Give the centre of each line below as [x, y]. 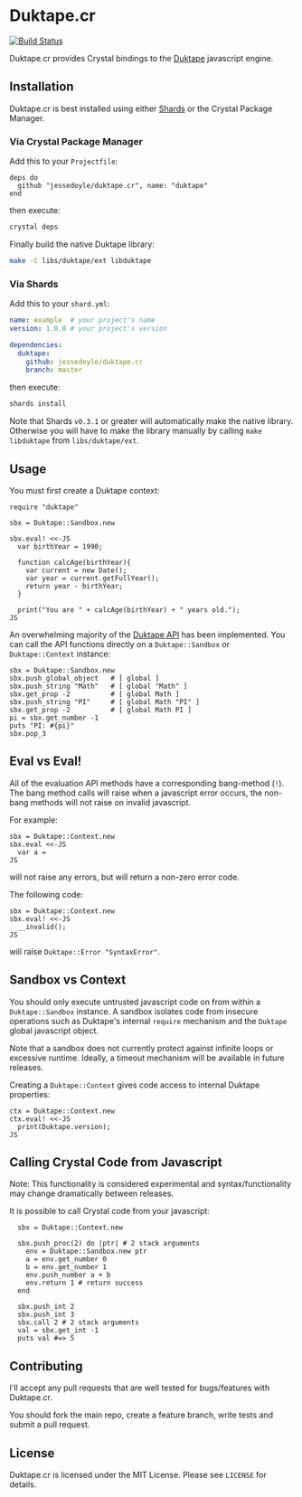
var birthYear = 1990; [60, 547]
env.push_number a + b [68, 1276]
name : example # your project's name [82, 320]
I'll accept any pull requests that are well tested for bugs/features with [140, 1388]
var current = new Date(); [76, 570]
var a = [32, 852]
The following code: [47, 894]
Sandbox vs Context [68, 980]
